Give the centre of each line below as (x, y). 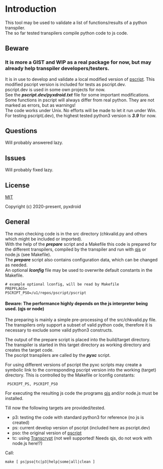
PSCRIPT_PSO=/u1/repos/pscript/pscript (46, 293)
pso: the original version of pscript (47, 433)
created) (21, 422)
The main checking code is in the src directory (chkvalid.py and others (76, 234)
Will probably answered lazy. (34, 142)
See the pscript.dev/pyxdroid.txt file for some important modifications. (77, 94)
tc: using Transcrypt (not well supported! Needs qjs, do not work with (82, 438)
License (17, 185)
